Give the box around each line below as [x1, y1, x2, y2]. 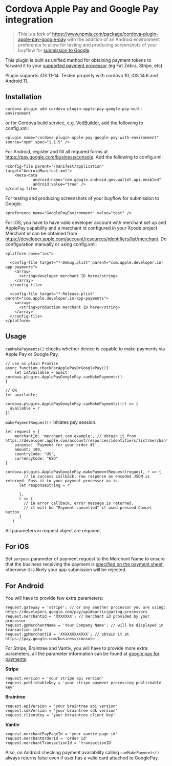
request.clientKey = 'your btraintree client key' [5, 713, 116, 718]
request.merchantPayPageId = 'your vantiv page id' [5, 732, 118, 737]
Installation [5, 93, 42, 101]
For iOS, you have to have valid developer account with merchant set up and [5, 219, 166, 226]
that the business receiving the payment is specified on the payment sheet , [5, 561, 164, 568]
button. [5, 509, 22, 514]
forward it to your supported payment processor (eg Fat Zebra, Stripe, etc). [5, 62, 164, 69]
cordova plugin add [5, 106, 47, 111]
